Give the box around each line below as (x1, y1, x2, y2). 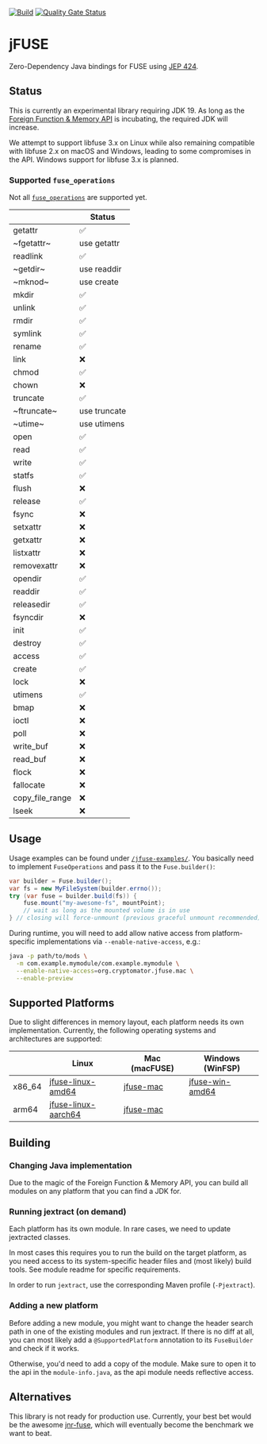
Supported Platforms (9, 996, 115, 1010)
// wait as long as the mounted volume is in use (23, 907, 191, 915)
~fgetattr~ (13, 238, 51, 249)
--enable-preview (16, 974, 74, 982)
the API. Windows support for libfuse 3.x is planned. (9, 155, 179, 164)
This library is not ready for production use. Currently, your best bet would (9, 1411, 252, 1421)
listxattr (13, 548, 41, 559)
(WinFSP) (203, 1063, 241, 1074)
